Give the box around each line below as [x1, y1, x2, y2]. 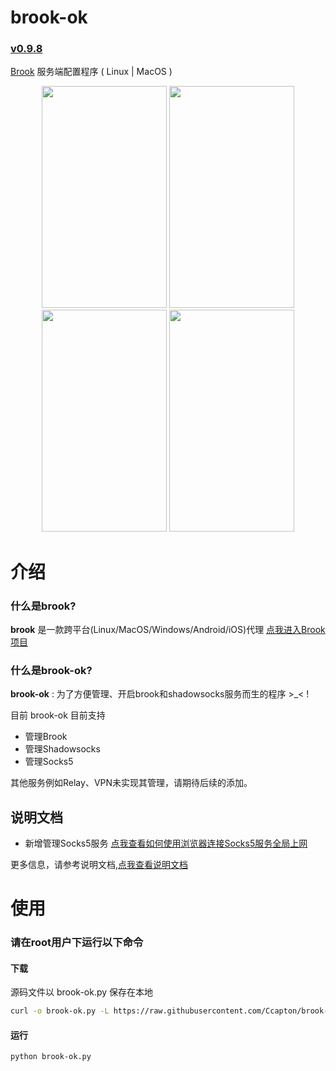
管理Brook [24, 731, 68, 743]
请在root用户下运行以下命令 [10, 936, 144, 950]
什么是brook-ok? [10, 663, 93, 677]
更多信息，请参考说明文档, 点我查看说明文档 [10, 859, 189, 871]
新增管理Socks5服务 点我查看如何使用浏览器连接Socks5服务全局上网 [24, 837, 308, 850]
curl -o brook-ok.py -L [10, 1006, 110, 1016]
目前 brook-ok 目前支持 [10, 709, 106, 721]
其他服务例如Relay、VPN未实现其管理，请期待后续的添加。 [10, 777, 253, 789]
